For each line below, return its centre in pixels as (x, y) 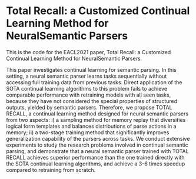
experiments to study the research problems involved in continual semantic (97, 145)
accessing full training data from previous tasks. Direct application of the (94, 82)
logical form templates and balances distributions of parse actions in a (91, 126)
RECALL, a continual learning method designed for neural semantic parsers (97, 114)
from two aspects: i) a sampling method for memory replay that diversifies (96, 120)
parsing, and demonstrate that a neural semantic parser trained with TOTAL (98, 151)
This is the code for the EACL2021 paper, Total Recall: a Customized (89, 52)
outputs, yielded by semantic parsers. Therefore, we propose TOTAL (89, 107)
